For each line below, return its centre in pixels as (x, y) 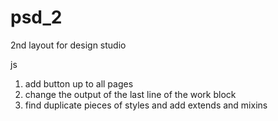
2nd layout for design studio (68, 45)
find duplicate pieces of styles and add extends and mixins (146, 105)
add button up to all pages (79, 83)
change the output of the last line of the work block (130, 94)
